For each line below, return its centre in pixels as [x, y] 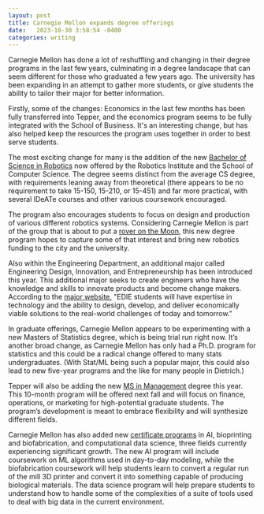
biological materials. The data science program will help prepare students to [132, 485]
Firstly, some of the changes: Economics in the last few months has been [127, 109]
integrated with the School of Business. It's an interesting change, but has [128, 125]
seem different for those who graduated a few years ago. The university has [132, 76]
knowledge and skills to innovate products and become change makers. [125, 289]
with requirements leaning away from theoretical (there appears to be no [126, 183]
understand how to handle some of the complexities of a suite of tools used [131, 494]
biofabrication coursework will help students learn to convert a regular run [129, 468]
